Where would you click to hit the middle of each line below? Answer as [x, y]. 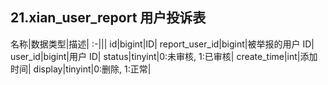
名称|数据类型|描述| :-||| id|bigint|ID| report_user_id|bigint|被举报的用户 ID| [162, 44]
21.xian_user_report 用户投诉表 [108, 18]
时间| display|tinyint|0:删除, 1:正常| [81, 69]
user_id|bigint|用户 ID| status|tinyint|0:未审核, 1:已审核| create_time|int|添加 [164, 56]
